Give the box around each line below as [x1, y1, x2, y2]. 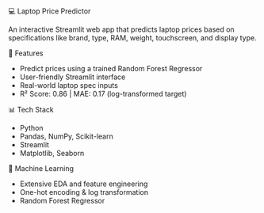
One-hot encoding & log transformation [19, 188, 149, 196]
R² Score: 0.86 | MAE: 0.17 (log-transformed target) [19, 89, 187, 98]
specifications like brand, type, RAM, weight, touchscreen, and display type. [8, 33, 257, 42]
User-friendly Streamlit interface [19, 72, 126, 82]
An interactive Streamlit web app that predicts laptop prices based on [8, 25, 235, 34]
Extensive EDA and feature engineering [19, 179, 148, 188]
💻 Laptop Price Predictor [8, 6, 91, 16]
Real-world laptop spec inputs [19, 81, 119, 89]
